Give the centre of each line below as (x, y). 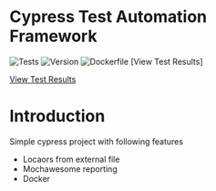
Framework (53, 36)
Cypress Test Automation (108, 17)
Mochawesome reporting (70, 169)
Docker (36, 178)
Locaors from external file (71, 159)
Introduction (57, 117)
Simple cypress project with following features (97, 141)
